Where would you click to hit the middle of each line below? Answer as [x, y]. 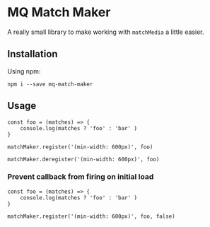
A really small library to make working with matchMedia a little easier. [106, 32]
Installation [33, 54]
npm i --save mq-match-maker [50, 84]
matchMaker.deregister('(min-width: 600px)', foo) [83, 159]
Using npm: [24, 71]
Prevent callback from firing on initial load [81, 177]
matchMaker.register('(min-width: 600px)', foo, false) [91, 216]
